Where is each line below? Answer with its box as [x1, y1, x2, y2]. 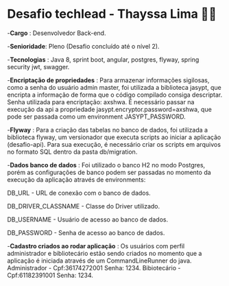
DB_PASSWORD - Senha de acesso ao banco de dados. [7, 228, 165, 237]
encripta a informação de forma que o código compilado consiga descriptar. [7, 91, 223, 99]
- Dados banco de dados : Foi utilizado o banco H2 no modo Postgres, [7, 160, 206, 169]
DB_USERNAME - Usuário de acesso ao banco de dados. [7, 215, 169, 224]
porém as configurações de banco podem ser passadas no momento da [7, 168, 211, 176]
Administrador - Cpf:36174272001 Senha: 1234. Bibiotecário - [7, 263, 181, 272]
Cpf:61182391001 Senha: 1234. [7, 271, 94, 279]
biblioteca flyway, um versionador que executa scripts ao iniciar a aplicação [7, 133, 221, 141]
